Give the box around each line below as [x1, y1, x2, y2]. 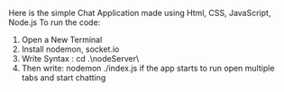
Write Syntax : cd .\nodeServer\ [21, 54, 140, 63]
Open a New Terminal [21, 35, 103, 45]
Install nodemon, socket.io [21, 44, 120, 54]
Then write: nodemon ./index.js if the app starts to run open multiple [21, 63, 275, 73]
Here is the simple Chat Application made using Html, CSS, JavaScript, [8, 8, 271, 18]
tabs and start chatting [21, 72, 106, 83]
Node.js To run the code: [8, 17, 101, 28]
